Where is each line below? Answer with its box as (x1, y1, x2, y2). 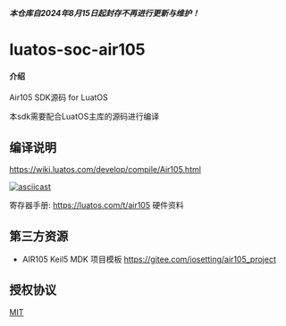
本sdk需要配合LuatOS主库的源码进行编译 (9, 111, 159, 122)
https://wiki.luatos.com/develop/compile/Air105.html (9, 164, 201, 175)
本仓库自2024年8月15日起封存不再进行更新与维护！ (9, 8, 200, 18)
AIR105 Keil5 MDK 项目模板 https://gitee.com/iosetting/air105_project (21, 254, 277, 265)
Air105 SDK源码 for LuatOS (9, 92, 109, 103)
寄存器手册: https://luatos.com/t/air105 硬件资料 (9, 200, 184, 211)
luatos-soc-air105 (9, 39, 146, 60)
